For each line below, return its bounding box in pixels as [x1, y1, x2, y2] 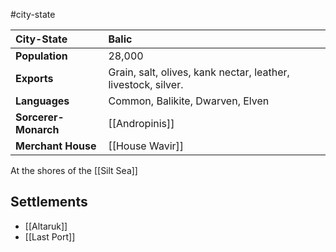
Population [15, 49, 68, 63]
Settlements [10, 194, 88, 211]
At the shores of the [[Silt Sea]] [10, 165, 138, 176]
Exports [15, 72, 54, 85]
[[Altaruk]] [24, 220, 68, 232]
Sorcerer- [15, 110, 65, 124]
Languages [15, 94, 70, 108]
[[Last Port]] [24, 230, 76, 243]
